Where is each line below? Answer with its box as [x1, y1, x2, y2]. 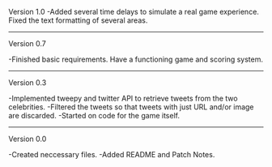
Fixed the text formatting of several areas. [8, 15, 148, 25]
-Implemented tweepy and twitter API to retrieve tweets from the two [8, 93, 238, 103]
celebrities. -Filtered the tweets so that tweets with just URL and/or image [8, 102, 254, 112]
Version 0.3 [8, 78, 47, 88]
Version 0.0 [8, 134, 47, 143]
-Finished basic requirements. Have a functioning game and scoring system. [8, 54, 264, 64]
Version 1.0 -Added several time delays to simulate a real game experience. [8, 7, 259, 16]
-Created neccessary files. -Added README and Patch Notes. [8, 150, 215, 159]
